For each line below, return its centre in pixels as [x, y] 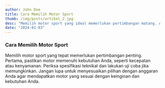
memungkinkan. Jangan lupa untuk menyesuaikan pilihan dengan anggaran [82, 71]
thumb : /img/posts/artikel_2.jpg [39, 19]
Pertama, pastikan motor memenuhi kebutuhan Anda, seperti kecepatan [78, 61]
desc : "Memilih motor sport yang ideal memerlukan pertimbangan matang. [81, 23]
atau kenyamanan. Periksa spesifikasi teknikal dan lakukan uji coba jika [77, 66]
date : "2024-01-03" [25, 28]
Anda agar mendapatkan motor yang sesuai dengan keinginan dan [72, 76]
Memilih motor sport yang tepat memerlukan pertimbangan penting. [74, 55]
